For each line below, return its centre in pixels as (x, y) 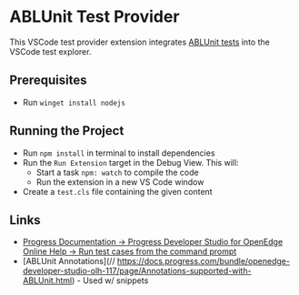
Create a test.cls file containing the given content (117, 191)
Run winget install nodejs (74, 102)
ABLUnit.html (47, 280)
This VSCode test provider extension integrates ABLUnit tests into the (140, 42)
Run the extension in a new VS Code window (120, 182)
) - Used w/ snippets (110, 280)
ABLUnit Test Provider (95, 17)
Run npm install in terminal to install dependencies (119, 153)
